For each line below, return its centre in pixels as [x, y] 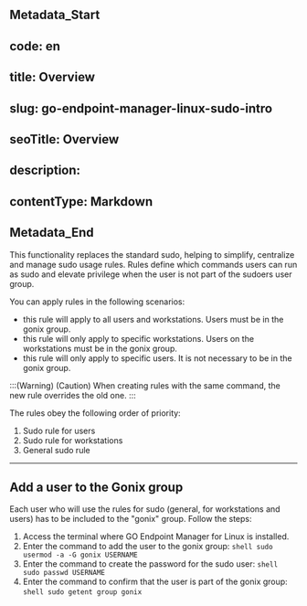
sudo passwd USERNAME [64, 573]
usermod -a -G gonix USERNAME [80, 555]
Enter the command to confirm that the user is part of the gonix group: [155, 582]
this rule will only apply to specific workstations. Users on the [138, 338]
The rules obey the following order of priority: [95, 413]
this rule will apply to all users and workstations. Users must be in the [153, 319]
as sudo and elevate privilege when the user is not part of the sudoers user [151, 274]
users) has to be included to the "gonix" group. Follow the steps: [131, 519]
